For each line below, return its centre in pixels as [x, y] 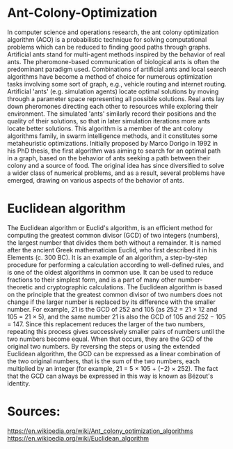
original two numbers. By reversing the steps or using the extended [104, 346]
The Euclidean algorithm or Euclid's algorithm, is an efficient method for [110, 227]
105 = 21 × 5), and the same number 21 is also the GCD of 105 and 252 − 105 [116, 317]
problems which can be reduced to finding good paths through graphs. [109, 47]
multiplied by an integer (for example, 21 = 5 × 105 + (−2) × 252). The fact [113, 368]
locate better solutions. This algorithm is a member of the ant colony [105, 128]
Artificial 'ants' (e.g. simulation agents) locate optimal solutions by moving [113, 91]
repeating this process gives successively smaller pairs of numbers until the [116, 331]
